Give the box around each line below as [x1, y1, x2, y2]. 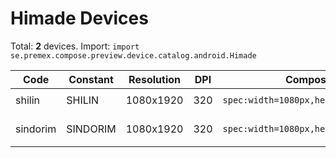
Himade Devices [10, 7, 149, 30]
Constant [68, 72, 114, 86]
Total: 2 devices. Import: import [10, 40, 140, 52]
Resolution [128, 72, 181, 86]
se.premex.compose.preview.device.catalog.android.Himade [10, 50, 257, 61]
